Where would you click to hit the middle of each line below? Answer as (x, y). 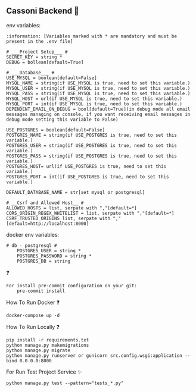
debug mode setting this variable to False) (62, 120)
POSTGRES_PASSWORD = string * (55, 256)
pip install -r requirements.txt (48, 340)
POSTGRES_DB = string (43, 261)
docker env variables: (33, 234)
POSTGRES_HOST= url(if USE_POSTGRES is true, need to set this (86, 166)
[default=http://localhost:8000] (48, 224)
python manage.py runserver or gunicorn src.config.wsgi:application (94, 355)
